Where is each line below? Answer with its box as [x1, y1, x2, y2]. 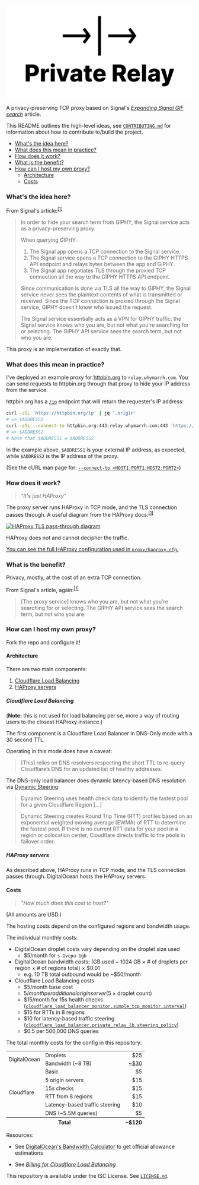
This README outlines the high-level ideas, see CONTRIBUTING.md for [6, 122, 172, 129]
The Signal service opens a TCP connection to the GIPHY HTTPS [29, 254, 188, 261]
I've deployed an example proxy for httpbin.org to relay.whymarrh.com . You [6, 374, 188, 381]
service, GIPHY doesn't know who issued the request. [20, 304, 153, 311]
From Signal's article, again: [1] [6, 585, 79, 593]
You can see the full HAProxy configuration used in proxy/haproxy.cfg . [6, 545, 179, 552]
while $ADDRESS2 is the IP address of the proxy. [6, 452, 119, 459]
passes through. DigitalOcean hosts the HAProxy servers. [6, 873, 147, 880]
